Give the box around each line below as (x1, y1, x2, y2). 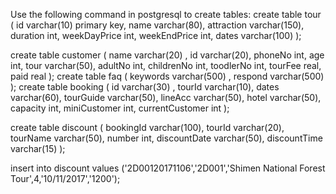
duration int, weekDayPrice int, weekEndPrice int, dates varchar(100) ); (10, 30, 302, 41)
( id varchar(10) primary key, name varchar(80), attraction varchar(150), (10, 19, 305, 31)
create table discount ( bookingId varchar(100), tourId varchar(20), (10, 122, 285, 133)
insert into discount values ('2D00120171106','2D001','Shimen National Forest (10, 162, 326, 174)
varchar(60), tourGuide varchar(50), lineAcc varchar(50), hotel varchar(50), (10, 92, 322, 103)
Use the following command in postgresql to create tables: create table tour (10, 9, 322, 20)
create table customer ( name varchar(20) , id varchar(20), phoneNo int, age (10, 49, 325, 61)
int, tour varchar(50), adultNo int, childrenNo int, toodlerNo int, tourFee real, (10, 60, 322, 71)
